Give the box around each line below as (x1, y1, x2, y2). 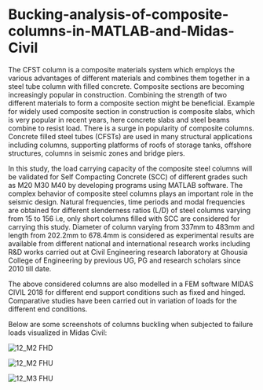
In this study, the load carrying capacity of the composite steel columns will (8, 164, 253, 173)
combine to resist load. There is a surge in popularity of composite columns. (8, 123, 255, 133)
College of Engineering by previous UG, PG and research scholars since (8, 256, 241, 265)
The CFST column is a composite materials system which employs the (8, 64, 236, 74)
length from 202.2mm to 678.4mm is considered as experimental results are (8, 230, 254, 240)
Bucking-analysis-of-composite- (8, 6, 229, 24)
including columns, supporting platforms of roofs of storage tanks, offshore (8, 140, 252, 149)
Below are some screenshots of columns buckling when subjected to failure (8, 319, 254, 329)
